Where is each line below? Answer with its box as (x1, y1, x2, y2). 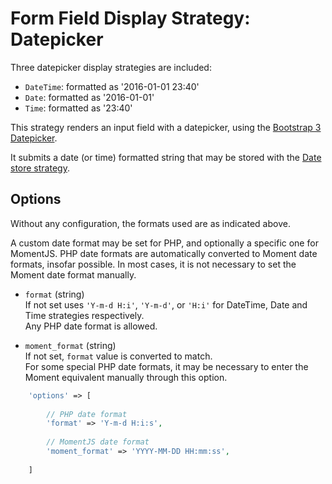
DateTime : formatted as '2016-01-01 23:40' (24, 80, 200, 92)
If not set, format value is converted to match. (24, 350, 213, 362)
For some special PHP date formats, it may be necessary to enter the (24, 360, 309, 372)
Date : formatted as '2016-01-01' (24, 91, 155, 103)
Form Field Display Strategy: (10, 7, 251, 30)
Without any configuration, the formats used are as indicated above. (10, 217, 291, 229)
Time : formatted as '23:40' (24, 102, 133, 114)
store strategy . (10, 162, 70, 174)
